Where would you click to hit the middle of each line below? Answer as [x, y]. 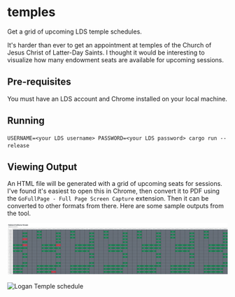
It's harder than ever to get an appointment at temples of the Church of [109, 45]
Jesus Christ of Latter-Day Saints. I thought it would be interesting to [106, 52]
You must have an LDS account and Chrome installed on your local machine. [117, 99]
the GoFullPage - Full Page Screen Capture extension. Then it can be [108, 198]
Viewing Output [42, 167]
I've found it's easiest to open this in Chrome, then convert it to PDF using [114, 191]
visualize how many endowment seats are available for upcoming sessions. [116, 59]
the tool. [19, 213]
